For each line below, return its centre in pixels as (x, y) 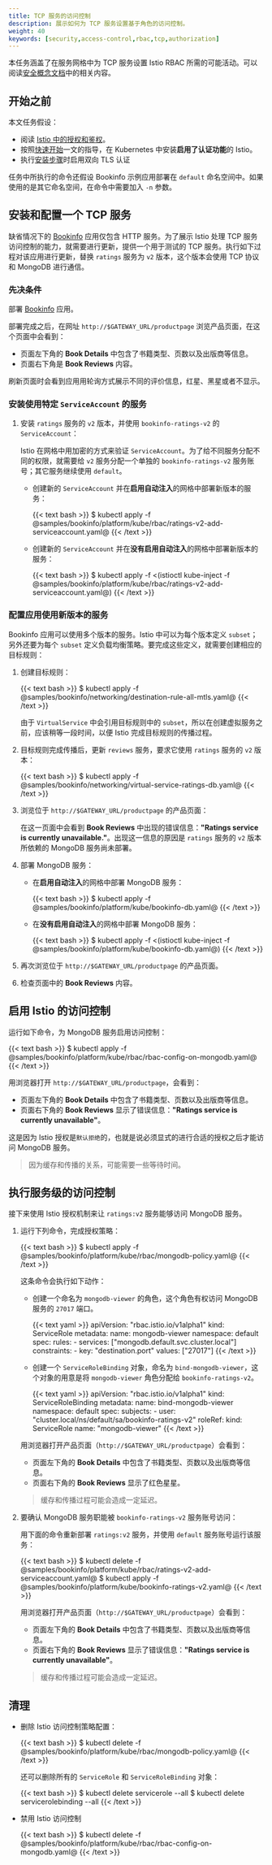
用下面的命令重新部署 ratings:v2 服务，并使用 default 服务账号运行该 (137, 1535)
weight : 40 (27, 31)
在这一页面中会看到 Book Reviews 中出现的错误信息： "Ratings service (139, 827)
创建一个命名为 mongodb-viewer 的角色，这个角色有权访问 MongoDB (145, 1299)
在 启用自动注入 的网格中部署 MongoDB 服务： (108, 882)
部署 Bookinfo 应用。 (43, 309)
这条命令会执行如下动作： (63, 1282)
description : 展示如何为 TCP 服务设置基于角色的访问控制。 (99, 24)
